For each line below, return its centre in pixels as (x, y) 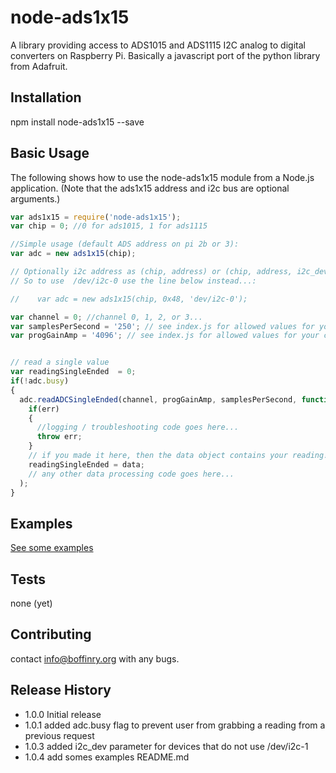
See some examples (52, 548)
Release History (61, 690)
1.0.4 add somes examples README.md (107, 757)
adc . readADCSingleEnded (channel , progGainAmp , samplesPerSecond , (158, 399)
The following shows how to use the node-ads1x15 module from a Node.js (162, 177)
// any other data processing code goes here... (131, 474)
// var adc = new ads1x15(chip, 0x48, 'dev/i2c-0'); (129, 299)
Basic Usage (50, 153)
